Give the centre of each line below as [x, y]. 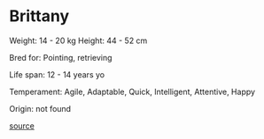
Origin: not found [40, 108]
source [22, 126]
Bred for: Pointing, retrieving [61, 57]
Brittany [39, 16]
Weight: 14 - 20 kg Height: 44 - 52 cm [78, 40]
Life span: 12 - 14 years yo [57, 74]
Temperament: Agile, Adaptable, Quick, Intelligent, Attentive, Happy [132, 91]
